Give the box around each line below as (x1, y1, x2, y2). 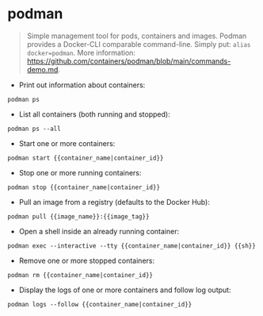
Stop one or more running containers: (18, 168, 142, 177)
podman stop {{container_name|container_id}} (7, 183, 160, 191)
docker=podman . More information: (26, 48, 136, 57)
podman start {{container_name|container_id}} (7, 154, 164, 162)
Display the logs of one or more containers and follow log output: (18, 285, 231, 295)
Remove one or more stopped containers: (18, 256, 155, 265)
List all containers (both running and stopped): (18, 109, 171, 119)
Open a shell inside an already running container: (18, 226, 180, 236)
